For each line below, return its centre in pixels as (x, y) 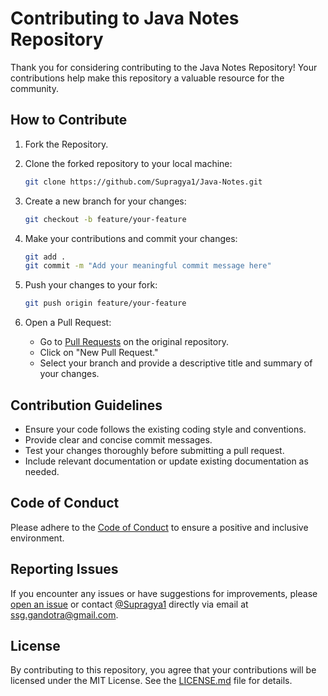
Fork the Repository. (66, 144)
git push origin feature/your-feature (105, 303)
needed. (42, 471)
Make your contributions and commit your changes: (131, 238)
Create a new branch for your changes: (105, 201)
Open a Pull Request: (68, 323)
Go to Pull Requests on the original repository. (134, 342)
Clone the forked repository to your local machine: (128, 163)
